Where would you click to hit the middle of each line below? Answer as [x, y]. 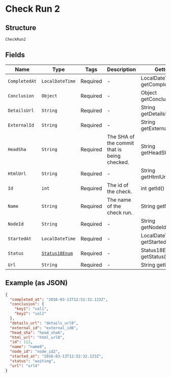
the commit [120, 143]
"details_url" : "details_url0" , [44, 323]
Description [121, 69]
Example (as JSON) [36, 283]
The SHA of [121, 137]
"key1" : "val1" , [32, 309]
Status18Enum [57, 253]
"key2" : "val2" [31, 314]
